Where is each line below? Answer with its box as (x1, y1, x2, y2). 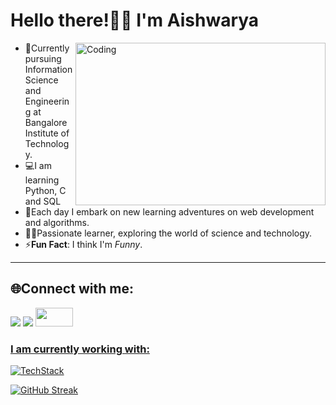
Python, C (24, 184, 67, 196)
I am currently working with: (10, 342, 150, 356)
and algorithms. (24, 216, 90, 228)
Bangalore (24, 116, 68, 128)
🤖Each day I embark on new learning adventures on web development (24, 205, 315, 218)
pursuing (24, 52, 62, 64)
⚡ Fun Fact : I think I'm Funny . (24, 238, 143, 250)
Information (24, 63, 73, 75)
